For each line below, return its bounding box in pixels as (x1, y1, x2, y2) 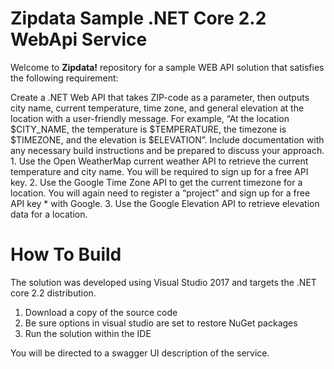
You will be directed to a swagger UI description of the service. (10, 347, 270, 359)
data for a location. (10, 208, 88, 220)
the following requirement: (10, 72, 119, 84)
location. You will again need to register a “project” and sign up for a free (10, 187, 311, 199)
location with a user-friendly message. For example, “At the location (10, 112, 290, 124)
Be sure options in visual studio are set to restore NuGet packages (24, 317, 298, 329)
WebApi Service (10, 28, 148, 51)
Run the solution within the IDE (24, 327, 152, 339)
